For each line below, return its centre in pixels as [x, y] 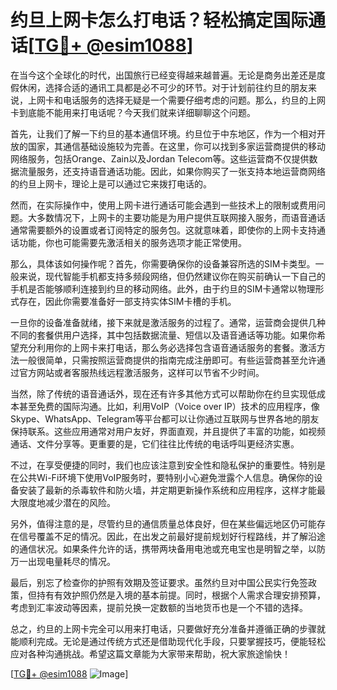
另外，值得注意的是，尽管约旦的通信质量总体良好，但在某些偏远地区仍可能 [163, 523]
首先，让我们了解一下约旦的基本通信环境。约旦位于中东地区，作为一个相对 [163, 133]
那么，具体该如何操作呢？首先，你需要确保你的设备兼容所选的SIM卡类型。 [163, 263]
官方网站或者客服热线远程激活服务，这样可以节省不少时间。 [141, 372]
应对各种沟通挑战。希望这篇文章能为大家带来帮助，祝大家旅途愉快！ [150, 653]
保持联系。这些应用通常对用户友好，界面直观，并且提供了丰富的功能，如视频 [168, 431]
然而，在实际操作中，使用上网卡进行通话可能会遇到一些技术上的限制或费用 [163, 205]
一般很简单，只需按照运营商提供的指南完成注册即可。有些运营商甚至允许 [167, 360]
